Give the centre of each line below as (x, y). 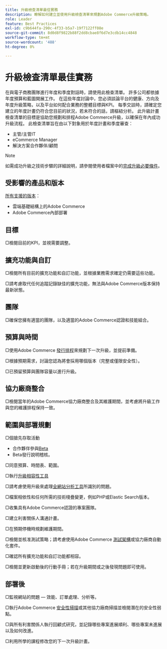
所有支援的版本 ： (23, 196)
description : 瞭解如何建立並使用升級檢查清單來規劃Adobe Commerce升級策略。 (78, 14)
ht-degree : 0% (20, 47)
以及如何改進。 (20, 631)
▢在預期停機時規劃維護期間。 (36, 529)
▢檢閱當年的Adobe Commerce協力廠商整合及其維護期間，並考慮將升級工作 (83, 401)
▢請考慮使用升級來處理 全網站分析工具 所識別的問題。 (60, 487)
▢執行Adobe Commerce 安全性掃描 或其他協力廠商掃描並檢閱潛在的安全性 (81, 608)
